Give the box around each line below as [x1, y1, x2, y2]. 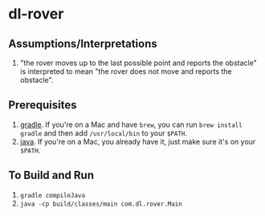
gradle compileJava [19, 191, 86, 199]
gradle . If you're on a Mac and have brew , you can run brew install [19, 120, 243, 129]
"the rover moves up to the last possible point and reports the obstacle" [19, 58, 257, 67]
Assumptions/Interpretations [8, 37, 158, 51]
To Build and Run [8, 169, 95, 182]
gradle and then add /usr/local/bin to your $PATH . [19, 128, 187, 137]
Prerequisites [8, 98, 77, 112]
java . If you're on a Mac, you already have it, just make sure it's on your [19, 137, 256, 146]
